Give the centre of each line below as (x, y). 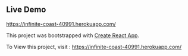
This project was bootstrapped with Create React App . (73, 35)
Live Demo (26, 10)
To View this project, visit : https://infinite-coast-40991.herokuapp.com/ (94, 47)
